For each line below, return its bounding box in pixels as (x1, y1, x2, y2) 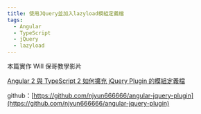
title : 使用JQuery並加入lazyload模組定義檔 (7, 10, 125, 17)
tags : (7, 17, 23, 23)
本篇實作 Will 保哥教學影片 (7, 62, 82, 70)
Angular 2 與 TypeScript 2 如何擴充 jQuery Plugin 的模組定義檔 (7, 77, 186, 85)
